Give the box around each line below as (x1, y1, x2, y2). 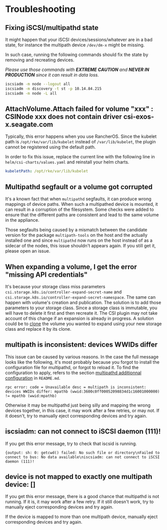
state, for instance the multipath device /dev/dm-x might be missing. (5, 42, 145, 48)
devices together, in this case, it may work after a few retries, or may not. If (5, 407, 160, 413)
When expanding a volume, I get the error (5, 262, 137, 271)
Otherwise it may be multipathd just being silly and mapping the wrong (5, 402, 151, 408)
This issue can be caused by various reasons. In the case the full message (5, 354, 159, 360)
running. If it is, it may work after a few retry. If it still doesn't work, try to (5, 499, 154, 505)
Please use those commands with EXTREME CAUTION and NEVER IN (5, 66, 149, 72)
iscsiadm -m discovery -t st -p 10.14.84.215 (5, 86, 101, 91)
